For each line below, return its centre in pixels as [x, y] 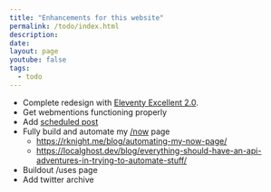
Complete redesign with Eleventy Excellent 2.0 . [111, 102]
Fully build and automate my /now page [96, 131]
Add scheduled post [60, 121]
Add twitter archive [58, 179]
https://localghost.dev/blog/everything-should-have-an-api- [149, 150]
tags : [19, 69]
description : [34, 34]
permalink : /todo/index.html [64, 26]
